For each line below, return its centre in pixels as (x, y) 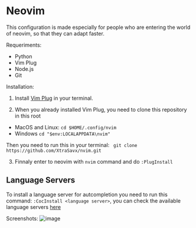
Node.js (24, 69)
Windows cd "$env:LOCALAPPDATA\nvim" (63, 133)
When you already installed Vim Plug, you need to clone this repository (101, 109)
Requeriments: (24, 45)
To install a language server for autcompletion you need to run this (87, 194)
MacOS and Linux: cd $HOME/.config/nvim (66, 127)
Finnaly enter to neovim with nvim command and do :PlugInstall (94, 161)
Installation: (20, 86)
